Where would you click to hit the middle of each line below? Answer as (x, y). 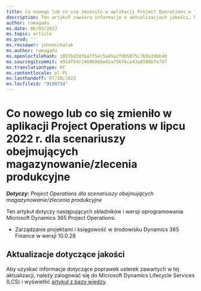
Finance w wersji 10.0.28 (45, 235)
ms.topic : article (29, 34)
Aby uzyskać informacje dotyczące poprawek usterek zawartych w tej (93, 269)
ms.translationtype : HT (36, 67)
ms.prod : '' (21, 39)
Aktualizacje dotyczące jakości (66, 255)
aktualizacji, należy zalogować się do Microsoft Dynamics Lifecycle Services (100, 275)
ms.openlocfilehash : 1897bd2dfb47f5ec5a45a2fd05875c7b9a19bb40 (87, 56)
